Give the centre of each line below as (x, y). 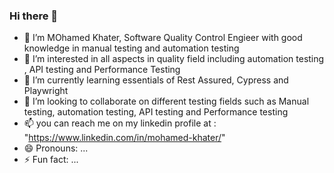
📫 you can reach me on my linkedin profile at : (120, 123)
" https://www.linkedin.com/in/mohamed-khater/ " (124, 138)
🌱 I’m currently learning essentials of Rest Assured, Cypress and (156, 80)
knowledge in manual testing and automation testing (131, 48)
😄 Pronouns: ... (56, 148)
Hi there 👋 (34, 16)
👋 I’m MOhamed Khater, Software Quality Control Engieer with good (163, 38)
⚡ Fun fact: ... (51, 160)
